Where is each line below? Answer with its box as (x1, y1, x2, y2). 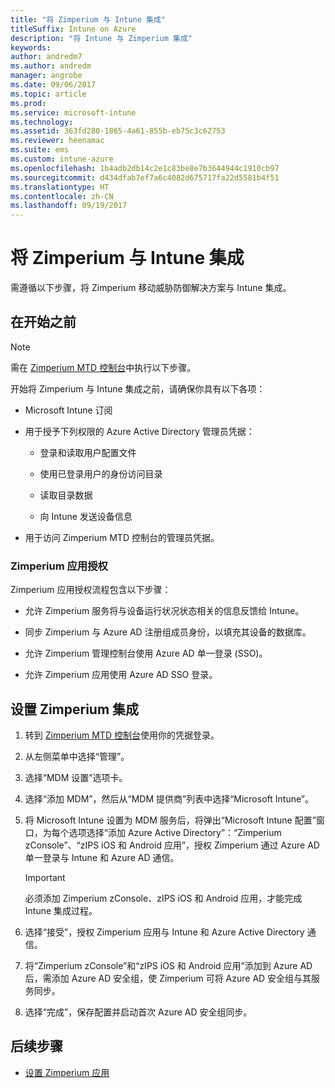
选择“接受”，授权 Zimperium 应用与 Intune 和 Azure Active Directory (24, 926, 305, 938)
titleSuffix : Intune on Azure (10, 24, 137, 34)
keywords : (10, 42, 52, 53)
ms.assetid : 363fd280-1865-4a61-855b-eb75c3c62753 (10, 126, 226, 136)
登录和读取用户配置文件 (39, 446, 137, 458)
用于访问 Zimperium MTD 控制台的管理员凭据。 (24, 531, 220, 543)
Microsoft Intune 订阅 (24, 404, 113, 416)
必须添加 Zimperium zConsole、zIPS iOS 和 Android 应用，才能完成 (24, 892, 303, 904)
